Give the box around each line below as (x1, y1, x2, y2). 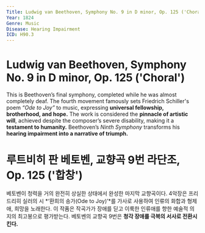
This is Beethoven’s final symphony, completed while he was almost (6, 91, 177, 98)
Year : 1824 (6, 15, 34, 21)
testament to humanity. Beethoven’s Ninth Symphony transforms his (6, 123, 180, 131)
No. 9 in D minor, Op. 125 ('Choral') (6, 71, 185, 85)
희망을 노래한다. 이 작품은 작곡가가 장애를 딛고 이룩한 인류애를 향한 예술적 (14, 205, 189, 212)
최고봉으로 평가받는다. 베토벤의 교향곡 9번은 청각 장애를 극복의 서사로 (17, 213, 182, 220)
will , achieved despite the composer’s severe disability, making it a (6, 117, 174, 124)
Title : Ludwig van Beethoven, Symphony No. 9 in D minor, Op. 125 (6, 9, 179, 15)
